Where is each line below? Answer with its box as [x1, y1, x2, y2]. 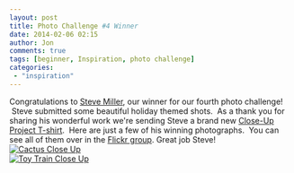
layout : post [9, 13, 58, 22]
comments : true [9, 47, 67, 56]
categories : [9, 64, 54, 73]
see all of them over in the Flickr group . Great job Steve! [9, 134, 216, 144]
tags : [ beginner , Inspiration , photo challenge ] [9, 55, 195, 64]
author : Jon [9, 38, 54, 48]
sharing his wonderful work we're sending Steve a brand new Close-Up [9, 115, 274, 125]
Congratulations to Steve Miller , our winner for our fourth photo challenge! [9, 96, 283, 107]
